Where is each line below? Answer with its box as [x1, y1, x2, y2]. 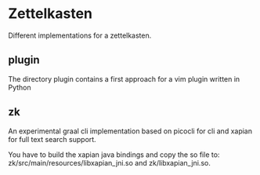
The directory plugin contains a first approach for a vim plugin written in [8, 74, 240, 83]
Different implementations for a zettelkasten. [8, 31, 152, 40]
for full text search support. [8, 134, 96, 144]
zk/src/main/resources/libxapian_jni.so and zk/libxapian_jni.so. [8, 158, 211, 167]
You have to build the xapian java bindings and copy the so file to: [8, 150, 220, 159]
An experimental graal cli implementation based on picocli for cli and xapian [8, 126, 253, 136]
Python [8, 82, 31, 92]
